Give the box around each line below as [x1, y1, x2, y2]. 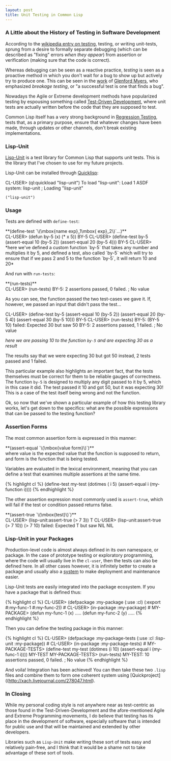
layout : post [5, 7, 33, 13]
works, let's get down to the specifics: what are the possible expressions [5, 405, 158, 411]
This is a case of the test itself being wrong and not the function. [5, 390, 141, 396]
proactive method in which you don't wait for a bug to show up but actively [5, 72, 162, 78]
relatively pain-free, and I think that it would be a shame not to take [5, 744, 146, 751]
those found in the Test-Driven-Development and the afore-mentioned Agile [5, 707, 164, 714]
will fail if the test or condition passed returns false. [5, 502, 113, 508]
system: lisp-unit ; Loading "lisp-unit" [5, 185, 84, 192]
